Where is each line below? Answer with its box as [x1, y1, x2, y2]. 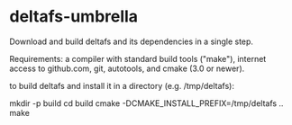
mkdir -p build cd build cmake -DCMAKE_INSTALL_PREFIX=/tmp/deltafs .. [9, 97, 284, 109]
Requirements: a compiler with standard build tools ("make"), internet [9, 53, 267, 64]
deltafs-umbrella [9, 6, 138, 27]
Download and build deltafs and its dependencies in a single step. [9, 36, 254, 47]
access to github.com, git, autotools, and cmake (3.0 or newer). [9, 63, 245, 74]
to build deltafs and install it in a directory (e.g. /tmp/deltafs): [9, 80, 234, 91]
